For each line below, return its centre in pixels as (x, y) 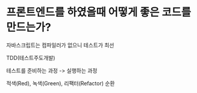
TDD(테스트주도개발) (31, 58)
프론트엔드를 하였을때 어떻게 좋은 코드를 (99, 12)
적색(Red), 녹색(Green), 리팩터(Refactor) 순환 (61, 83)
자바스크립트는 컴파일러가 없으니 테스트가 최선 (60, 45)
